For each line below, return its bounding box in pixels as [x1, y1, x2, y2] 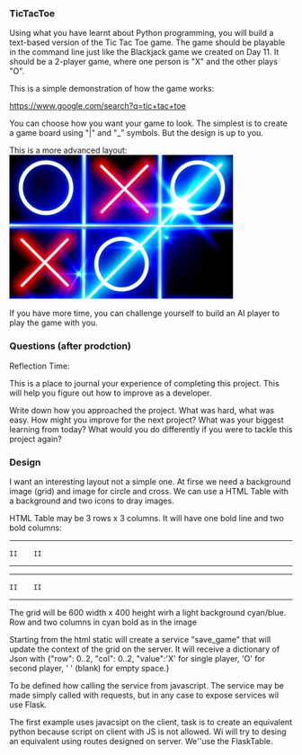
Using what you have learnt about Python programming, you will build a [9, 28, 274, 39]
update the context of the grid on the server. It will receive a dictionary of [9, 644, 280, 654]
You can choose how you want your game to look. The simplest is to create [9, 118, 288, 129]
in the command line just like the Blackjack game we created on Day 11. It [9, 47, 280, 58]
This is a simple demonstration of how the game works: [9, 84, 215, 94]
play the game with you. [9, 317, 99, 328]
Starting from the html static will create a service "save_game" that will [9, 634, 271, 644]
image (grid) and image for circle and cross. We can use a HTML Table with [9, 485, 289, 496]
